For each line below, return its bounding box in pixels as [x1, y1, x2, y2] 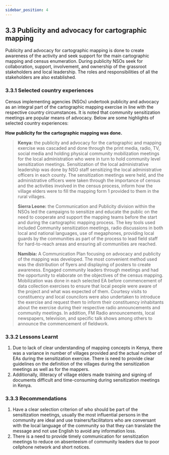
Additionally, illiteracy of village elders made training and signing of [12, 371, 152, 378]
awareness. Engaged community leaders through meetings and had [17, 267, 159, 273]
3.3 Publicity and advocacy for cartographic [5, 26, 147, 35]
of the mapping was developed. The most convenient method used [17, 256, 157, 262]
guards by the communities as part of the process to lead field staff [17, 235, 158, 241]
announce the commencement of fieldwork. [17, 320, 109, 326]
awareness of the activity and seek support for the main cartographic [5, 53, 150, 59]
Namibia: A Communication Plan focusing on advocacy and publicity [17, 251, 161, 257]
